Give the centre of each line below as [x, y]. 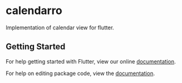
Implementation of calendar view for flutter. [60, 27]
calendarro [34, 11]
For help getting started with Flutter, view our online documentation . [91, 61]
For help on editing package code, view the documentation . [80, 73]
